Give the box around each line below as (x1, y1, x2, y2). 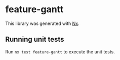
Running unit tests (5, 35, 64, 44)
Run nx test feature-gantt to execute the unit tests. (5, 48, 115, 54)
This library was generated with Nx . (5, 20, 79, 26)
